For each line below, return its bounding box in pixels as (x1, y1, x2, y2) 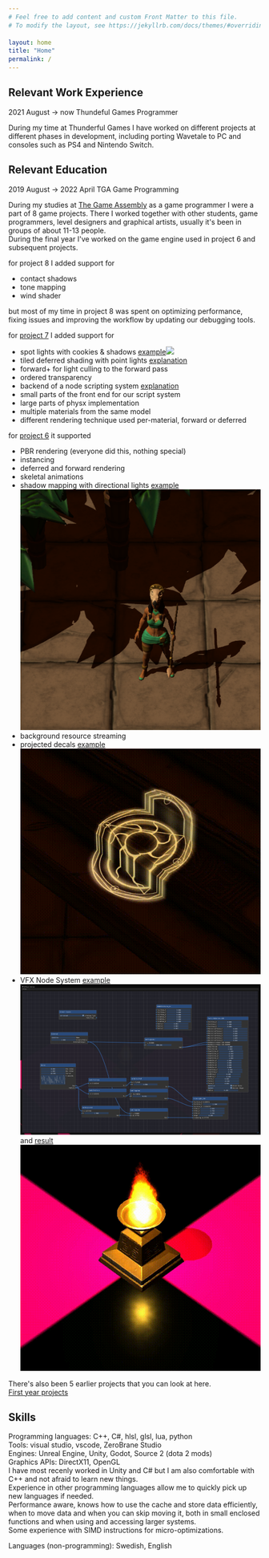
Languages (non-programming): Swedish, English (8, 1541, 172, 1551)
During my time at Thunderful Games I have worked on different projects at (8, 123, 256, 132)
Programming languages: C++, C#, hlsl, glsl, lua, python (8, 1432, 193, 1442)
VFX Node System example (19, 976, 110, 985)
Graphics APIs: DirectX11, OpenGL (8, 1457, 121, 1467)
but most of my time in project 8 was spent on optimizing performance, (8, 306, 243, 316)
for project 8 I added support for (8, 258, 115, 268)
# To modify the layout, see (8, 21, 106, 30)
